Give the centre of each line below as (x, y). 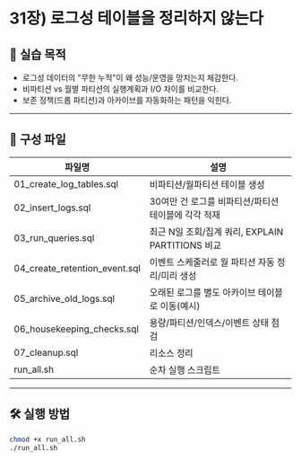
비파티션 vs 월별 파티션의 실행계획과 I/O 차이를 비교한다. (120, 89)
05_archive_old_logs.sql (64, 298)
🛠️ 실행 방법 (39, 414)
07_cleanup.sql (46, 352)
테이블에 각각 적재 (185, 215)
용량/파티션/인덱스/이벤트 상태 (209, 323)
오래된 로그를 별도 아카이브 (202, 292)
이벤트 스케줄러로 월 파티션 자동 (212, 262)
